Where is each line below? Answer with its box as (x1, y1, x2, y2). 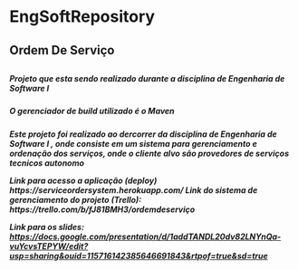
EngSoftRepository (9, 6, 156, 27)
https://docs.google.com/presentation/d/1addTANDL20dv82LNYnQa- (9, 231, 282, 242)
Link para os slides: (9, 221, 84, 232)
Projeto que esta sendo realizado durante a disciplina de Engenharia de (9, 72, 285, 83)
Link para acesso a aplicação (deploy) (9, 175, 158, 186)
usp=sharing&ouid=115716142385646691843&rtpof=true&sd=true (9, 250, 269, 261)
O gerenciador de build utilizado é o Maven (9, 106, 175, 117)
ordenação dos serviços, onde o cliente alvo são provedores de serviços (9, 148, 290, 159)
